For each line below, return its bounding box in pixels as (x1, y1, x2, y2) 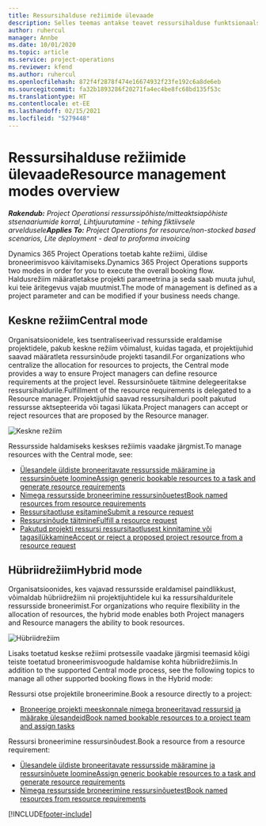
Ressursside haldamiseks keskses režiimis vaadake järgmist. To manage (8, 441, 242, 451)
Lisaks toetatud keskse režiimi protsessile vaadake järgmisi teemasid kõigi (8, 649, 250, 658)
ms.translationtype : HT (8, 93, 87, 100)
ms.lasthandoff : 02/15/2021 (8, 108, 101, 116)
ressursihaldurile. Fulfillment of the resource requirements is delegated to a (8, 385, 252, 395)
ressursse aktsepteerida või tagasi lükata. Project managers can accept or (8, 402, 249, 411)
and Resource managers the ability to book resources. (8, 618, 185, 627)
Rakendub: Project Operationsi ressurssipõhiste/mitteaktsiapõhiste (8, 208, 228, 218)
